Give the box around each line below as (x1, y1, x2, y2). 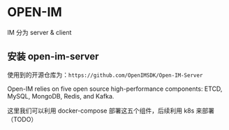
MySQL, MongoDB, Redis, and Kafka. (7, 92, 114, 100)
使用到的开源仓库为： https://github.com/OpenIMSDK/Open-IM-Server (7, 71, 203, 79)
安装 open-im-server (7, 50, 99, 63)
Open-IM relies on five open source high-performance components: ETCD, (7, 85, 223, 93)
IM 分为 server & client (7, 28, 72, 36)
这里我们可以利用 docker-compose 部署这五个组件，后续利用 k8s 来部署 (7, 106, 215, 115)
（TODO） (7, 115, 38, 123)
